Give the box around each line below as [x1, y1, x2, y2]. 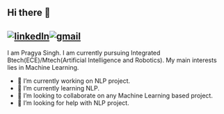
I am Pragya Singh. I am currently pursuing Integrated [7, 49, 161, 57]
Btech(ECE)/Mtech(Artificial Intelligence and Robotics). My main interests [7, 56, 217, 64]
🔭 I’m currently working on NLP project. [17, 77, 131, 85]
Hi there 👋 [7, 7, 51, 19]
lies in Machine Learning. [7, 64, 79, 72]
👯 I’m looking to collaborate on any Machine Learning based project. [17, 91, 214, 100]
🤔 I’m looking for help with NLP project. [17, 99, 130, 107]
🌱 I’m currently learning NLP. [17, 84, 99, 93]
